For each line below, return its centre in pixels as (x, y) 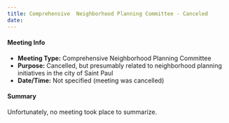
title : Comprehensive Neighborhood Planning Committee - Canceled (108, 14)
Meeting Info (26, 43)
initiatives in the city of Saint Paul (65, 73)
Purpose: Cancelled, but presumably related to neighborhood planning (120, 65)
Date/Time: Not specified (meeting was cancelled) (91, 80)
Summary (22, 96)
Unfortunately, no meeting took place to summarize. (82, 112)
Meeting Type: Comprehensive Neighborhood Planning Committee (114, 58)
